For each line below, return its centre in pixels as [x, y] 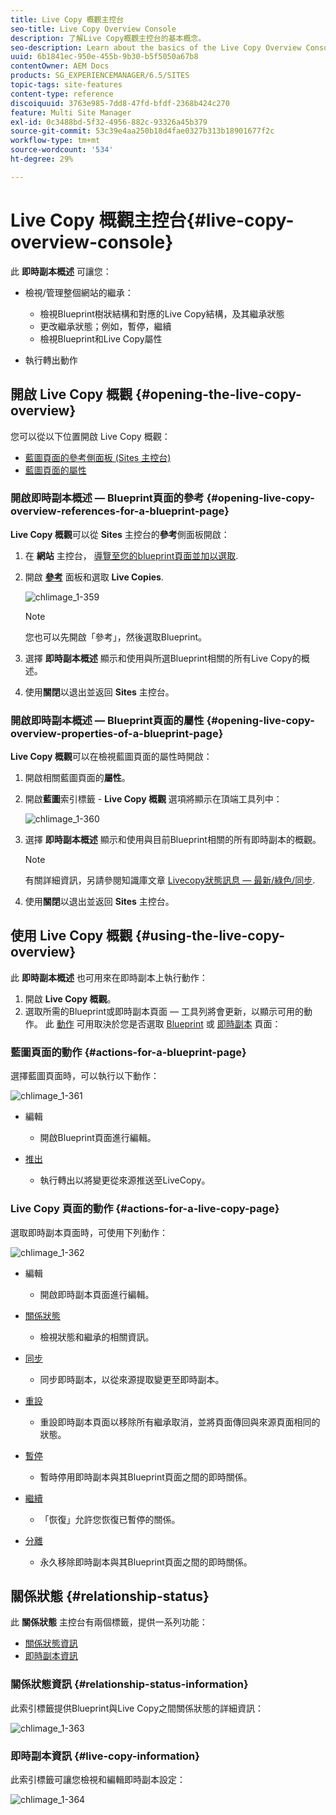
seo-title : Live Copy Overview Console [93, 29]
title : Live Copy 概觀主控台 [67, 19]
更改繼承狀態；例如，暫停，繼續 [105, 326]
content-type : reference [62, 94]
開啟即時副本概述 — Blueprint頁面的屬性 [107, 720]
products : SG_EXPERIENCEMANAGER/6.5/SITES [100, 76]
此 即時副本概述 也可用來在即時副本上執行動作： [109, 977]
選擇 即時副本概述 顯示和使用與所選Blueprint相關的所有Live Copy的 [163, 658]
